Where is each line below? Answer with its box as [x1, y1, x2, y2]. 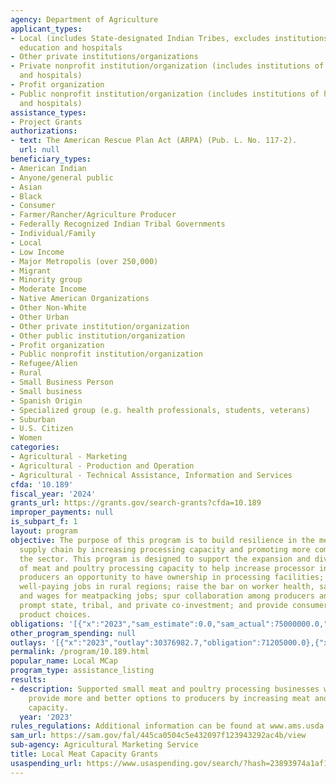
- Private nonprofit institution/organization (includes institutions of [10, 61, 325, 71]
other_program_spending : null [10, 628, 137, 638]
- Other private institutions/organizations [10, 52, 199, 62]
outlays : [10, 637, 47, 648]
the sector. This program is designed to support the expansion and [19, 554, 311, 564]
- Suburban [10, 414, 56, 425]
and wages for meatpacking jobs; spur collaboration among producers [19, 591, 315, 601]
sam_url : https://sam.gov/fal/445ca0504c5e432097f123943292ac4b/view [10, 731, 307, 741]
